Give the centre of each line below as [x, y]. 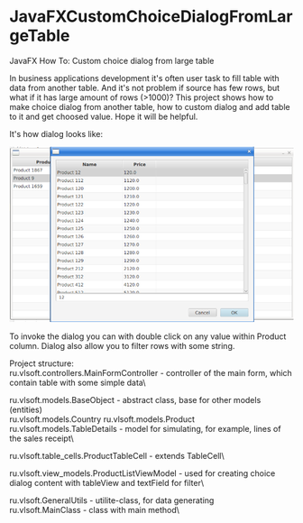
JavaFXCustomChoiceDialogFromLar [151, 17]
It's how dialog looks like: [56, 133]
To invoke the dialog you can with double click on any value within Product [148, 336]
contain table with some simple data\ [78, 382]
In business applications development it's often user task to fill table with [144, 78]
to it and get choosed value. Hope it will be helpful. [104, 116]
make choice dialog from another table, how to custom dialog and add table [150, 106]
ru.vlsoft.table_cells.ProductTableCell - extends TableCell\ [117, 455]
